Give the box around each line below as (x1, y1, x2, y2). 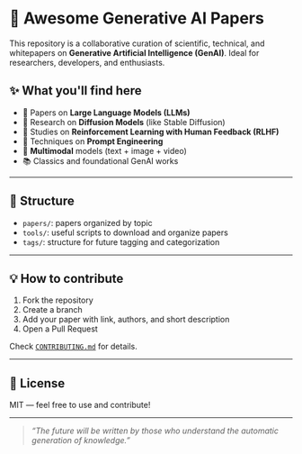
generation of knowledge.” (31, 435, 130, 446)
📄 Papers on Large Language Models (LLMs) (22, 107, 191, 118)
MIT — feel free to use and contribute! (9, 400, 151, 411)
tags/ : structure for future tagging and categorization (22, 236, 220, 247)
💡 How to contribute (9, 270, 124, 286)
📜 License (9, 376, 66, 391)
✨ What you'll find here (9, 83, 142, 98)
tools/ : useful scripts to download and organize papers (22, 227, 229, 238)
